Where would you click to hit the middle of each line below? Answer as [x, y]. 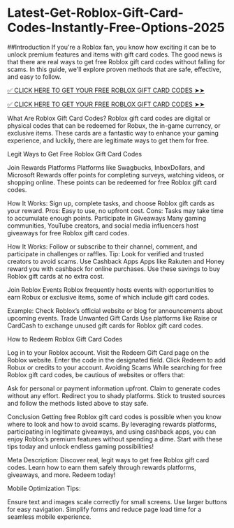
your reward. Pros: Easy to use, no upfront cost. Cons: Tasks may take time [115, 210]
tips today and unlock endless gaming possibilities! [80, 446]
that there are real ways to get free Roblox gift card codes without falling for [116, 61]
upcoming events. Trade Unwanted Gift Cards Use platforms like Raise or [112, 318]
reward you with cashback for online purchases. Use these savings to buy [114, 269]
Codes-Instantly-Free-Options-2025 [116, 28]
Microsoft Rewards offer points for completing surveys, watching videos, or [116, 175]
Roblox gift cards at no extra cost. [56, 276]
